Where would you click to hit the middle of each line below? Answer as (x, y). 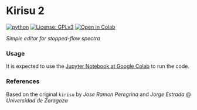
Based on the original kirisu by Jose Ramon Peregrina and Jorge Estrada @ (98, 94)
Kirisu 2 (26, 11)
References (23, 81)
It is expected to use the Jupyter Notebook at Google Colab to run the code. (98, 66)
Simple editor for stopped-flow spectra (53, 38)
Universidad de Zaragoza (37, 100)
